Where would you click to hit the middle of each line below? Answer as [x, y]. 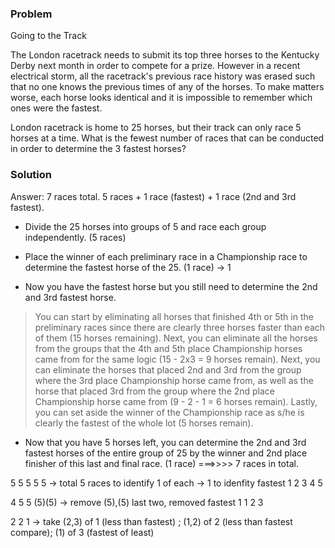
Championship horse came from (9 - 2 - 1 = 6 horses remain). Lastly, [176, 401]
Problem [31, 14]
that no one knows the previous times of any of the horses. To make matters [167, 87]
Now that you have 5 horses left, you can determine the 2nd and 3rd [165, 442]
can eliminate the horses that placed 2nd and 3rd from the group [168, 369]
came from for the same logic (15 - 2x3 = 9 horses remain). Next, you [177, 359]
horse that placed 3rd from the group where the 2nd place [155, 391]
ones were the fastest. [56, 108]
